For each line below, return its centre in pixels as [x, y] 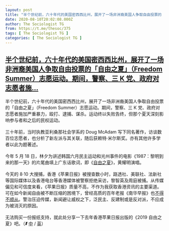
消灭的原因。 [27, 205]
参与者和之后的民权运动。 [36, 120]
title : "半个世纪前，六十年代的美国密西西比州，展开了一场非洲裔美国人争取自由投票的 [83, 15]
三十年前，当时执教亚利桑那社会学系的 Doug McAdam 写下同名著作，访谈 [81, 132]
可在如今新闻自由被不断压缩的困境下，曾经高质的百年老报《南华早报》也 [80, 193]
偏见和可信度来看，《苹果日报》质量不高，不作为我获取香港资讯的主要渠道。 [83, 187]
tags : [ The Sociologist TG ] [37, 33]
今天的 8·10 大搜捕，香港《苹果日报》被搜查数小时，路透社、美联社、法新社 [83, 174]
